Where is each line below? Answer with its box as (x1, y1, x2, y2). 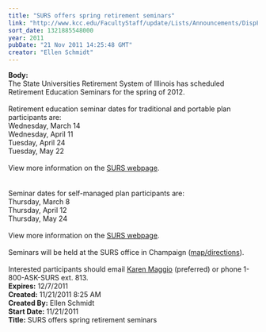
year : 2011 (8, 33, 44, 42)
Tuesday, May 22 (8, 146, 65, 156)
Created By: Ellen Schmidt (8, 299, 95, 307)
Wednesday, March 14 (8, 121, 81, 130)
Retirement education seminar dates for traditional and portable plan (8, 104, 231, 114)
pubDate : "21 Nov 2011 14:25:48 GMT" (8, 41, 133, 49)
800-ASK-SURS (8, 273, 59, 282)
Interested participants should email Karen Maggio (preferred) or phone (8, 264, 242, 274)
